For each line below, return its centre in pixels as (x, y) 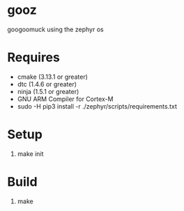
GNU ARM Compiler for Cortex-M (65, 99)
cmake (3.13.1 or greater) (53, 77)
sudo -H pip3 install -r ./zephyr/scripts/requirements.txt (97, 106)
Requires (34, 57)
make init (30, 154)
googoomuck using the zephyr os (55, 29)
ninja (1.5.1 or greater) (48, 91)
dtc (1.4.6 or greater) (47, 84)
